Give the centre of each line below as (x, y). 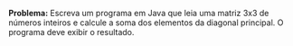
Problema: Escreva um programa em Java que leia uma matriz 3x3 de (139, 13)
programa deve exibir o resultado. (71, 32)
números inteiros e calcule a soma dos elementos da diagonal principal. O (146, 23)
